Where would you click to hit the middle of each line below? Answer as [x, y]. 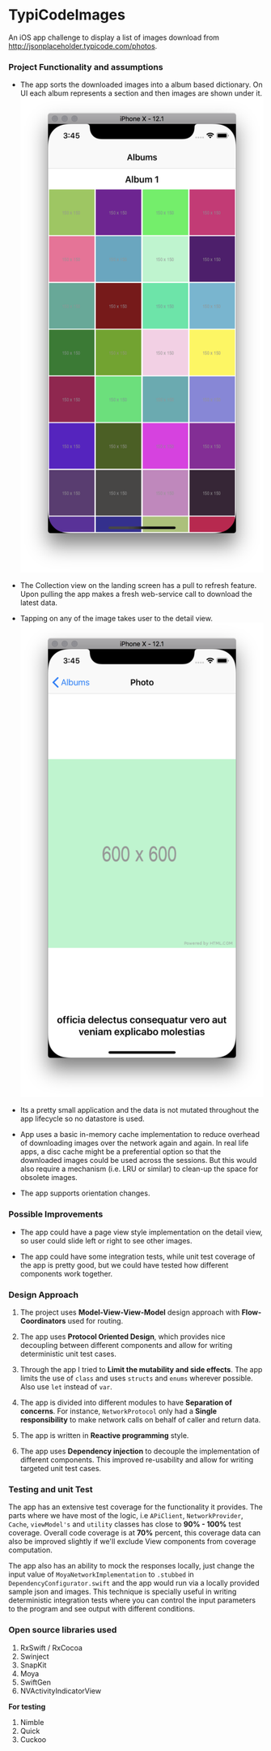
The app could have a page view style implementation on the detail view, [141, 1232]
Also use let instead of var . [66, 1387]
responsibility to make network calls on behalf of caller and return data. [140, 1420]
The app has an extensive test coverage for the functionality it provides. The [135, 1507]
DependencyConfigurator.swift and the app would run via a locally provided [134, 1583]
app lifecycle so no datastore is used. [83, 1119]
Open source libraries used [63, 1630]
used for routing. [95, 1321]
